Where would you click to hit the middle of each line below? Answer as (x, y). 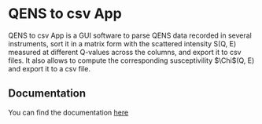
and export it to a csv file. (49, 68)
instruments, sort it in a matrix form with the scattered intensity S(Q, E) (122, 43)
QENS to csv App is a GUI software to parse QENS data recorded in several (130, 35)
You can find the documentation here (68, 112)
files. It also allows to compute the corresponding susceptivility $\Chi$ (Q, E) (131, 60)
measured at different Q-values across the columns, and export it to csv (125, 52)
